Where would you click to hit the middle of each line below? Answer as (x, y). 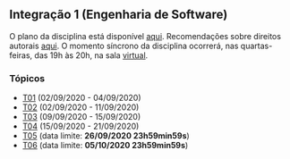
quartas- (256, 46)
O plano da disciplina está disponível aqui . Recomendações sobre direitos (145, 36)
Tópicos (27, 78)
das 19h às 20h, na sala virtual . (91, 55)
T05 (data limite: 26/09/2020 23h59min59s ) (106, 136)
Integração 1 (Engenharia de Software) (119, 15)
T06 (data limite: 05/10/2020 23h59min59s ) (105, 146)
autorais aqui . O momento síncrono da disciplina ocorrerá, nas (124, 46)
